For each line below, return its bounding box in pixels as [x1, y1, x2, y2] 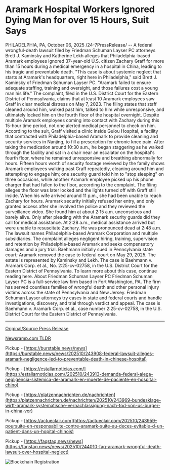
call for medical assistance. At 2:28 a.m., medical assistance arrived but [5, 219, 155, 225]
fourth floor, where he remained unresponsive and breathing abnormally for [5, 154, 163, 161]
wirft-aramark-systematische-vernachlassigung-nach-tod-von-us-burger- [5, 402, 161, 408]
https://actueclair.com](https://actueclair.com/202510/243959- [25, 417, 157, 423]
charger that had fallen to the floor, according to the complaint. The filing [5, 181, 157, 188]
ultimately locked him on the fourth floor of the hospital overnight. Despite [5, 111, 159, 117]
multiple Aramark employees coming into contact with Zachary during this [5, 117, 159, 123]
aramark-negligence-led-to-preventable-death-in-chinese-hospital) [5, 356, 147, 362]
